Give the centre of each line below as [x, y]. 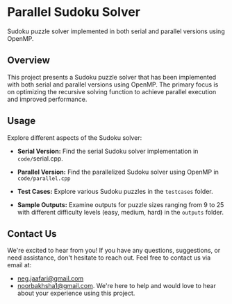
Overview [29, 61]
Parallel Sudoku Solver [74, 12]
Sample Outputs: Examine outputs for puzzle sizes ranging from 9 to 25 [121, 204]
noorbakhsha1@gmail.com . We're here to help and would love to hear [117, 286]
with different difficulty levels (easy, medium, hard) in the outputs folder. [121, 212]
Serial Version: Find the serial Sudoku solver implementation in [108, 151]
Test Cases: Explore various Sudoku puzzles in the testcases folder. [115, 191]
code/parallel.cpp [44, 178]
